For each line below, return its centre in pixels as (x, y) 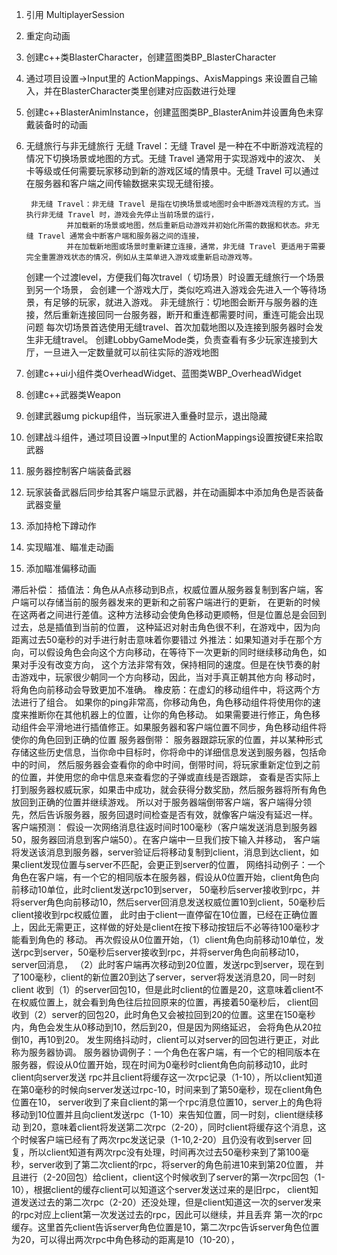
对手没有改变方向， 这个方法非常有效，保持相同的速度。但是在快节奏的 (165, 664)
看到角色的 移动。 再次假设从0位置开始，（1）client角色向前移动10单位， (167, 939)
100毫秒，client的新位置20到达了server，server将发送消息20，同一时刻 (167, 977)
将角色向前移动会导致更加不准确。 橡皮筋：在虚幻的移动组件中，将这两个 (161, 689)
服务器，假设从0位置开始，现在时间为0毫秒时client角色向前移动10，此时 (159, 1064)
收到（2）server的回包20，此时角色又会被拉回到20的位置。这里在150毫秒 (163, 1014)
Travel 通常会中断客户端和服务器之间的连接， (120, 236)
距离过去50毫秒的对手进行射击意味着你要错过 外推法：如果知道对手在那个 (162, 639)
